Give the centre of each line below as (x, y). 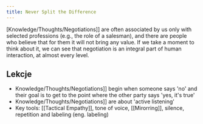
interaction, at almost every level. (48, 55)
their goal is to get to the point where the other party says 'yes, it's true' (105, 95)
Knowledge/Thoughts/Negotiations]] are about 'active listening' (95, 102)
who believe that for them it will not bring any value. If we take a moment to (100, 42)
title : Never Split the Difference (51, 12)
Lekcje (19, 74)
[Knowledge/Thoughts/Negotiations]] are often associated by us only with (99, 29)
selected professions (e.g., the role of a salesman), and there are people (97, 36)
